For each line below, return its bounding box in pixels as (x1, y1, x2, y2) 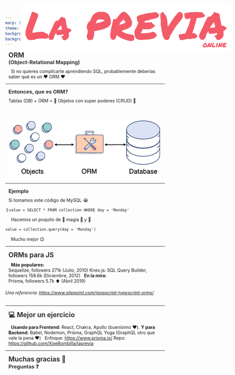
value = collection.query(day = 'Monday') (5, 227, 96, 232)
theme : (5, 25, 19, 31)
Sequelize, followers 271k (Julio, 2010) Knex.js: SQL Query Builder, (8, 267, 147, 273)
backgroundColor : (5, 31, 42, 36)
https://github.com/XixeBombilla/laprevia (8, 341, 94, 347)
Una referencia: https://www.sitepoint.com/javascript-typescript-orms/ (5, 289, 154, 295)
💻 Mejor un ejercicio (8, 311, 75, 319)
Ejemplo (8, 188, 29, 195)
